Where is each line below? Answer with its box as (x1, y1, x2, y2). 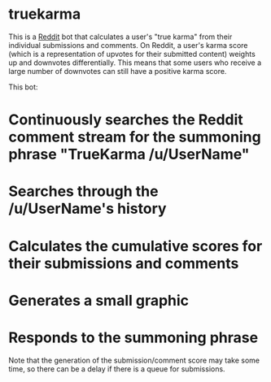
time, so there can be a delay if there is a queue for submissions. (8, 363, 225, 374)
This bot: (8, 82, 38, 92)
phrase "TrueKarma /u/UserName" (8, 145, 250, 163)
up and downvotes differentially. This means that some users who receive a (8, 58, 262, 67)
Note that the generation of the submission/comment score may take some (8, 355, 260, 365)
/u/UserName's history (8, 200, 167, 218)
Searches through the (8, 182, 159, 201)
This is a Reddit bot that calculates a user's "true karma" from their (8, 32, 233, 41)
